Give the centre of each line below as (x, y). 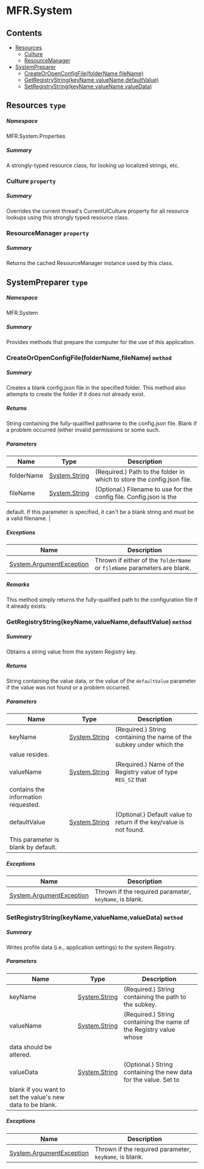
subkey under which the (149, 745)
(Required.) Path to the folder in (140, 472)
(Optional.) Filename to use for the (144, 489)
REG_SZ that (131, 780)
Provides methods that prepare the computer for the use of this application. (101, 342)
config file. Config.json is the (136, 497)
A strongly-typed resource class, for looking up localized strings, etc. (93, 165)
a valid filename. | (29, 519)
